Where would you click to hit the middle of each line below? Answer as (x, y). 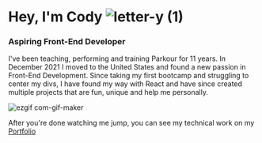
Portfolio (22, 131)
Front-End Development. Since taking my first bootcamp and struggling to (129, 76)
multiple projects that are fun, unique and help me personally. (108, 92)
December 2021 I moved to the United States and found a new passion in (127, 67)
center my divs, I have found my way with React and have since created (125, 84)
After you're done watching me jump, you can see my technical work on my (131, 123)
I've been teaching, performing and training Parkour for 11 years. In (117, 58)
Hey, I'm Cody (55, 17)
